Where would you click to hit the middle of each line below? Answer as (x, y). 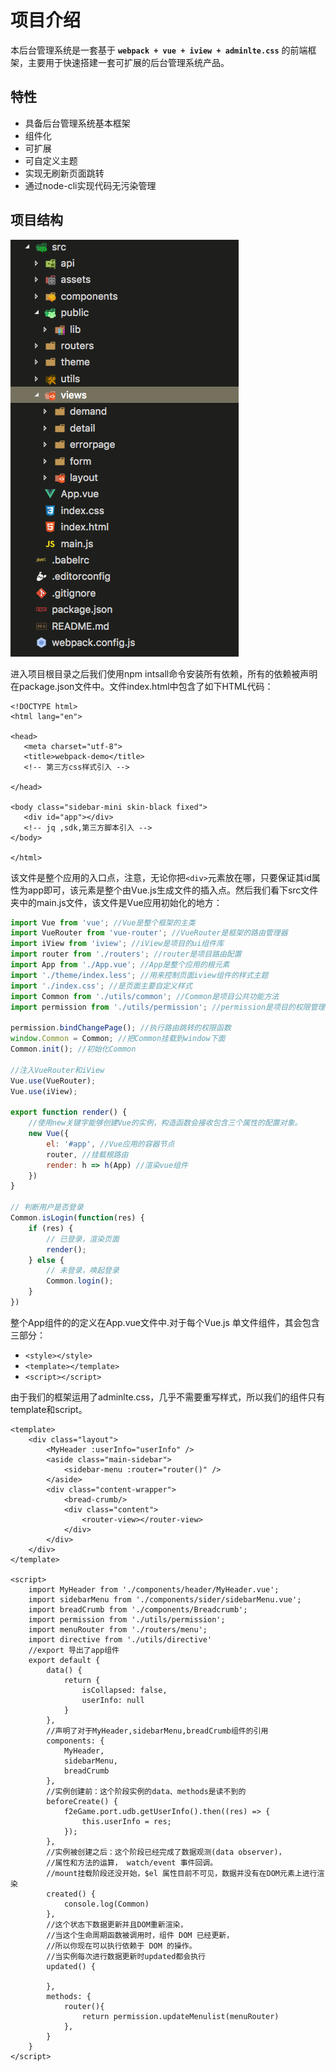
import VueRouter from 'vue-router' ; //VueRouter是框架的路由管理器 (149, 933)
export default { (64, 1660)
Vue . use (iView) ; (44, 1091)
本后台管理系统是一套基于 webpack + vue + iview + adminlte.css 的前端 (159, 50)
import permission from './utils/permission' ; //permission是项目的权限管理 (168, 1007)
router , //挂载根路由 (87, 1154)
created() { (71, 1894)
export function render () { (69, 1112)
